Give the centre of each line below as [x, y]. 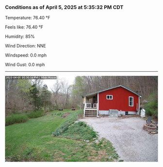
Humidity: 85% [20, 37]
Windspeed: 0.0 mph [26, 55]
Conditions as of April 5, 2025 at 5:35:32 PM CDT [64, 7]
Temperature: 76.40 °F [28, 18]
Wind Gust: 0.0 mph [25, 65]
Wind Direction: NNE [25, 46]
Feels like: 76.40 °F [24, 27]
